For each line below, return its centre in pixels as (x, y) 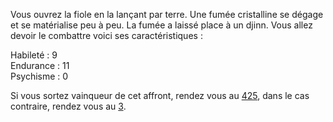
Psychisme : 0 (39, 76)
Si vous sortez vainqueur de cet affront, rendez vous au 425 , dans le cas (160, 95)
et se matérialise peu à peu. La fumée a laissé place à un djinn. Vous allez (161, 25)
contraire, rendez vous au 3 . (68, 106)
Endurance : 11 (40, 65)
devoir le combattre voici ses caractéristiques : (106, 35)
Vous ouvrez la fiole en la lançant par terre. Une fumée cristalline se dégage (167, 14)
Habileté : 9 (34, 55)
